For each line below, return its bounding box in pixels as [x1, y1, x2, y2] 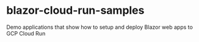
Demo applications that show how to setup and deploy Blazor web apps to [6, 23, 194, 31]
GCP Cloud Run [6, 29, 46, 37]
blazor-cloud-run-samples [6, 4, 145, 17]
